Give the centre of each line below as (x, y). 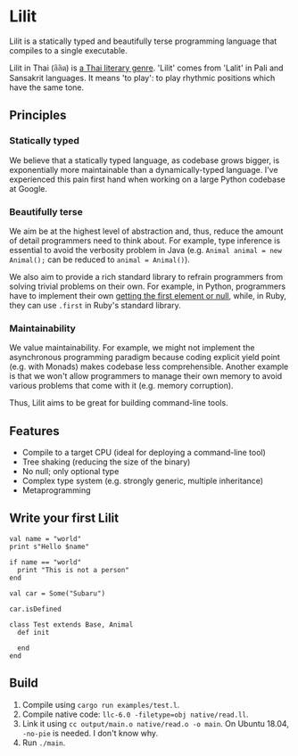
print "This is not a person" (73, 570)
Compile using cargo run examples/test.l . (101, 704)
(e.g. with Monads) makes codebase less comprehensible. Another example (149, 366)
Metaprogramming (56, 490)
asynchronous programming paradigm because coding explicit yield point (145, 357)
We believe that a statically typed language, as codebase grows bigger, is (145, 160)
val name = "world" (46, 538)
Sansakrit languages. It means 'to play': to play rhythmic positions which (142, 78)
